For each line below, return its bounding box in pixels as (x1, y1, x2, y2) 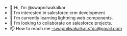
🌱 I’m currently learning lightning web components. (9, 15, 113, 20)
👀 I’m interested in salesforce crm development (9, 10, 105, 16)
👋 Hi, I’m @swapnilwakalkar (9, 5, 66, 10)
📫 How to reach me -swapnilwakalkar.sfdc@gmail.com (9, 26, 122, 31)
